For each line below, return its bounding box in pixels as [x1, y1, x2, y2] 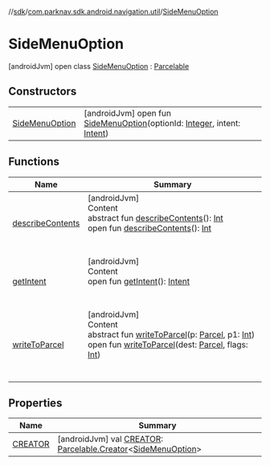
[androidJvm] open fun [84, 108, 171, 119]
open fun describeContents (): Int [88, 222, 211, 234]
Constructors [8, 84, 77, 99]
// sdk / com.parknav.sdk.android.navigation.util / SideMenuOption [8, 7, 219, 16]
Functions [8, 155, 60, 169]
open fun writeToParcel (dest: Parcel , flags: [88, 339, 248, 350]
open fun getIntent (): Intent [88, 275, 190, 287]
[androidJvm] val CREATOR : [57, 434, 163, 445]
